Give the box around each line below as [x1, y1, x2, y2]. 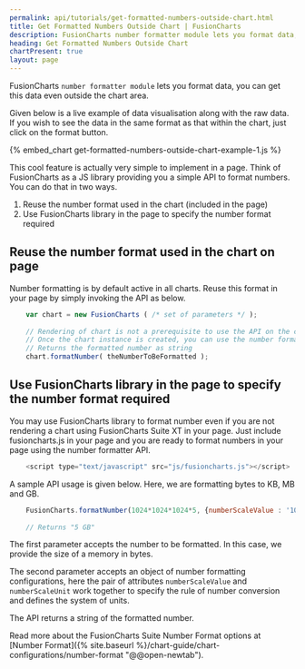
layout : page [9, 55, 59, 64]
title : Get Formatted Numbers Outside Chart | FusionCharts [9, 22, 242, 31]
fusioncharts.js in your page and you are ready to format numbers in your [9, 435, 284, 446]
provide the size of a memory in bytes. [9, 548, 153, 559]
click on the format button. [9, 127, 109, 137]
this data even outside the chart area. [9, 90, 150, 101]
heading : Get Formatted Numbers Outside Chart [9, 38, 189, 48]
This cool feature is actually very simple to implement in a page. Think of [9, 162, 281, 172]
